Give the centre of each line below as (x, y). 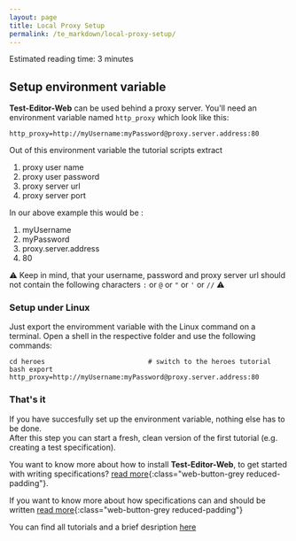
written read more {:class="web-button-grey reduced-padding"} (126, 509)
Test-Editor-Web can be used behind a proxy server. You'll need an (133, 108)
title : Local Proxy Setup (57, 26)
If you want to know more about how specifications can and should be (137, 500)
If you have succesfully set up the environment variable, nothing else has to (147, 419)
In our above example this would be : (76, 213)
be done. (26, 428)
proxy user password (61, 177)
